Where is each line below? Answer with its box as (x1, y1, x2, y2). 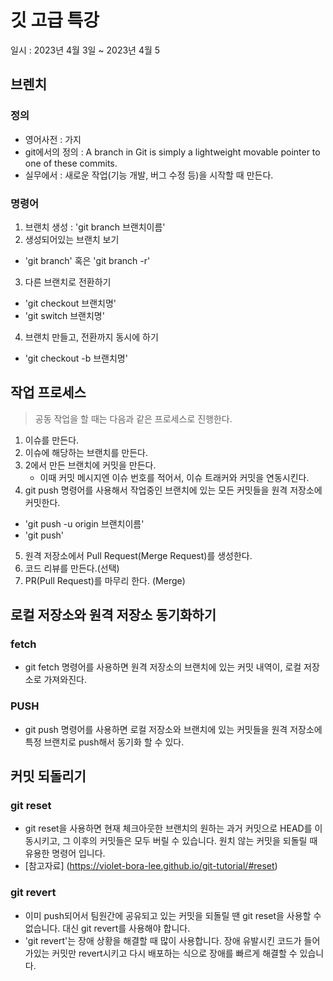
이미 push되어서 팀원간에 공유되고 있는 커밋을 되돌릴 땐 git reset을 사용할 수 (24, 909, 322, 921)
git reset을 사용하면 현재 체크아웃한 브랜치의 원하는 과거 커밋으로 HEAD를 (24, 822, 313, 835)
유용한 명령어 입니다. (24, 847, 106, 860)
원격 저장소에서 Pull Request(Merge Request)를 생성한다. (24, 549, 253, 561)
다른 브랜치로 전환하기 (24, 276, 112, 288)
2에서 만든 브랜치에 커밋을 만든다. (24, 459, 157, 471)
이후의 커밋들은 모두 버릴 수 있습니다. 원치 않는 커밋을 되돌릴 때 (73, 835, 318, 847)
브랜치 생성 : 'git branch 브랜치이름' (24, 221, 166, 233)
